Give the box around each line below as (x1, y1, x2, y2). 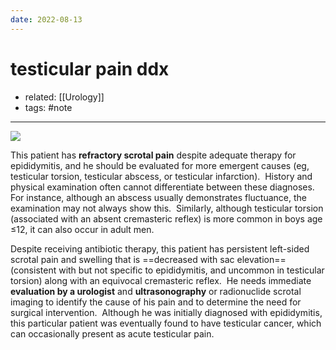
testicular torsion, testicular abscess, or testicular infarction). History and (10, 170, 313, 182)
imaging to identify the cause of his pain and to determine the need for (10, 296, 302, 308)
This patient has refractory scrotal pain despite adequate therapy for (10, 149, 297, 161)
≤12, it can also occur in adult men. (10, 223, 155, 235)
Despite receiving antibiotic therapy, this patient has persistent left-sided (10, 242, 310, 255)
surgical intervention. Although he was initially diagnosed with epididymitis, (10, 306, 323, 318)
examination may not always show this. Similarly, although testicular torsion (10, 202, 324, 214)
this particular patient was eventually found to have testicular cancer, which (10, 317, 322, 329)
